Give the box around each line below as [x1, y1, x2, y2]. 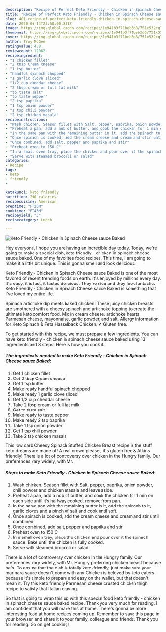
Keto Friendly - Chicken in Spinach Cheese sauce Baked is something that [5, 286, 156, 291]
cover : [5, 35, 19, 40]
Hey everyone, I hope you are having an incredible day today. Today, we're [5, 245, 157, 251]
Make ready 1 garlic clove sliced [12, 391, 78, 397]
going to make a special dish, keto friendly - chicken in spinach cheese [5, 250, 150, 256]
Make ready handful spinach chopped [12, 386, 90, 392]
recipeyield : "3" [5, 213, 41, 218]
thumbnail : [5, 30, 28, 35]
